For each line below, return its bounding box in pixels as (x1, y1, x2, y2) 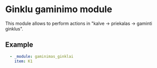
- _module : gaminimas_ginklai (10, 54, 73, 59)
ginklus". (5, 25, 24, 31)
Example (5, 41, 33, 49)
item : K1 (14, 58, 33, 64)
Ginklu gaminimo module (5, 4, 112, 15)
